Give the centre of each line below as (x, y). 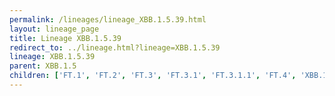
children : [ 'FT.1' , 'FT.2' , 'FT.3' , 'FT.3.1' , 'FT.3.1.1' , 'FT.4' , (153, 76)
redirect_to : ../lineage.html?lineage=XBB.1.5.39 (115, 47)
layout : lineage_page (54, 29)
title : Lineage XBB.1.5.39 (65, 38)
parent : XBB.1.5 (43, 66)
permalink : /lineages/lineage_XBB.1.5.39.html (108, 19)
